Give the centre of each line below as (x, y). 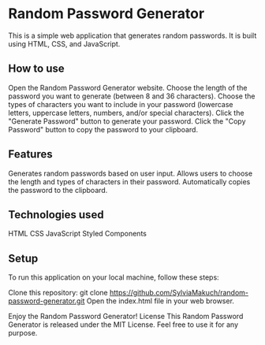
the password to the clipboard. (58, 190)
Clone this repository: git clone (58, 293)
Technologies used (56, 215)
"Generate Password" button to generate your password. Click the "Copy (127, 121)
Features (30, 154)
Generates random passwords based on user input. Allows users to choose (131, 173)
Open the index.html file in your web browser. (160, 301)
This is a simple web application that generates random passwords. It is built (132, 35)
